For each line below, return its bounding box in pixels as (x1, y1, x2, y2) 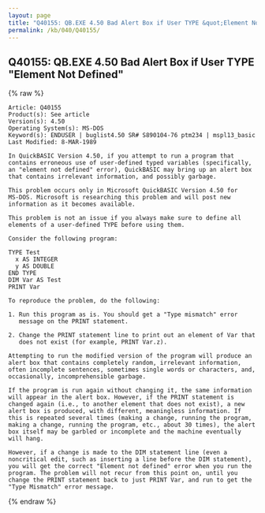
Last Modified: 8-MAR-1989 (8, 139, 97, 147)
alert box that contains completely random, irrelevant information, (8, 359, 242, 367)
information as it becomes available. (8, 200, 136, 209)
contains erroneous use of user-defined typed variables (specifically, (8, 159, 252, 167)
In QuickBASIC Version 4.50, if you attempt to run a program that (8, 152, 235, 160)
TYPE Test (8, 249, 41, 257)
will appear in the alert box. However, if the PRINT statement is (8, 393, 235, 402)
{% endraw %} (8, 497, 57, 507)
